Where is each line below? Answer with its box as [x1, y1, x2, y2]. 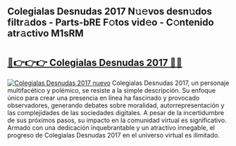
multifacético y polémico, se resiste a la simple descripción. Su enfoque [7, 86, 216, 94]
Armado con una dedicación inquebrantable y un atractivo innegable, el [7, 124, 215, 132]
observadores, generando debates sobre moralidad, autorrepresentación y [7, 101, 225, 109]
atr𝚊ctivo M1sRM [7, 27, 84, 39]
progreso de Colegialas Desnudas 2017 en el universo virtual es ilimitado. [7, 131, 220, 139]
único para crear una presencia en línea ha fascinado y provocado [7, 94, 200, 102]
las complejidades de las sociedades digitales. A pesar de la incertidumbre [7, 109, 224, 117]
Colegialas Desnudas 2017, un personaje [111, 79, 230, 87]
